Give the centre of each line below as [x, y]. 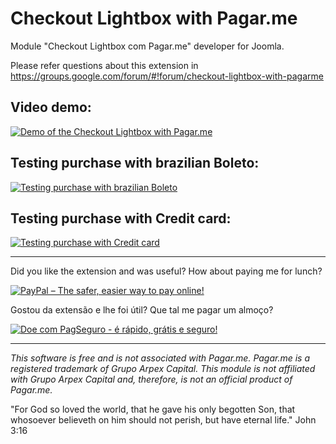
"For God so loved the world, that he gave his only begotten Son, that [153, 409]
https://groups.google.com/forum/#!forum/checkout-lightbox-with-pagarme [167, 76]
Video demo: [51, 107]
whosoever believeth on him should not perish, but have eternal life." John [163, 420]
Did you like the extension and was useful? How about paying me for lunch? [166, 271]
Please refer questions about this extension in [104, 65]
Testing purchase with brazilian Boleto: [135, 163]
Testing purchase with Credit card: [121, 218]
